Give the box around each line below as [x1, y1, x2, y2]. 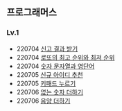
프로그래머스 [6, 6, 57, 19]
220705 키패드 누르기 [16, 79, 76, 87]
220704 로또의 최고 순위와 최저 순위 [16, 53, 115, 61]
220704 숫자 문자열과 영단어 [16, 62, 95, 70]
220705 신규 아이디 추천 [16, 70, 84, 78]
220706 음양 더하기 [16, 96, 71, 105]
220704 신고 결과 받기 [16, 44, 78, 53]
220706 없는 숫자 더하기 [16, 87, 84, 96]
